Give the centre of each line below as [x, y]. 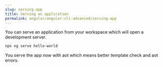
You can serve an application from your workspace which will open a [74, 32]
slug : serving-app [24, 9]
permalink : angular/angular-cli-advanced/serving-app [61, 18]
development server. [26, 37]
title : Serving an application [37, 14]
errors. [12, 60]
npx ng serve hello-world [31, 46]
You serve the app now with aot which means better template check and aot [82, 55]
